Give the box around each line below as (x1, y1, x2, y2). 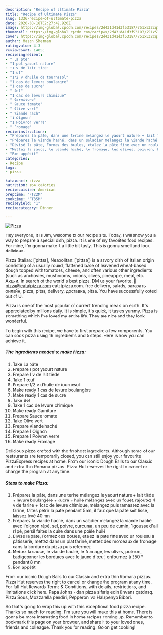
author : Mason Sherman (5, 39, 51, 44)
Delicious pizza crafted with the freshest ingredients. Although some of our (5, 448, 155, 454)
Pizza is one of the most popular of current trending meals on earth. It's (5, 303, 148, 309)
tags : (5, 165, 16, 170)
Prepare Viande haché (12, 423, 58, 429)
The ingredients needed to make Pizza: (5, 349, 86, 355)
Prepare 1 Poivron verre (12, 434, 59, 439)
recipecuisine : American (5, 187, 56, 192)
